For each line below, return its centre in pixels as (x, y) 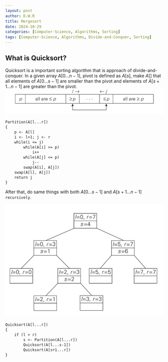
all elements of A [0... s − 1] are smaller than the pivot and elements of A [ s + (82, 81)
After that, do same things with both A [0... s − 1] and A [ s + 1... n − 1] (73, 192)
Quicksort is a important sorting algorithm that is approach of (69, 70)
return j (23, 177)
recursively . (18, 197)
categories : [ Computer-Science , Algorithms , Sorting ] (63, 32)
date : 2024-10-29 (23, 27)
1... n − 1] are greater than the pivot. (41, 86)
